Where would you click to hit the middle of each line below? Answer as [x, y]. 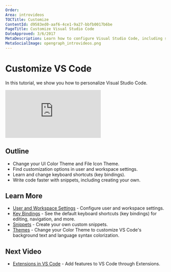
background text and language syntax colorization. [66, 235]
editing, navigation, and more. [44, 219]
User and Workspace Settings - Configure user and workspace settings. [88, 208]
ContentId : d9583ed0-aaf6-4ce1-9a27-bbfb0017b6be [59, 24]
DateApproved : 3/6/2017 [31, 34]
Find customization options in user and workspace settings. [75, 169]
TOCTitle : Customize [27, 19]
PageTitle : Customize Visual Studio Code [50, 29]
